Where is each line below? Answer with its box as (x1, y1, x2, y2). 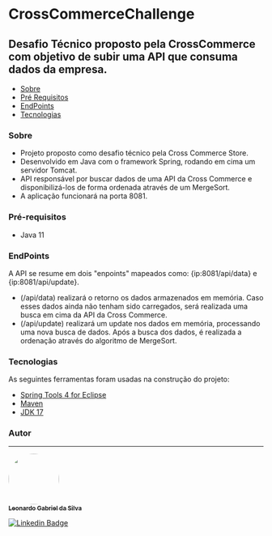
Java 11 (19, 230, 45, 240)
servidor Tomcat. (19, 165, 78, 175)
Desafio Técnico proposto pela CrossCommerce (8, 37, 257, 51)
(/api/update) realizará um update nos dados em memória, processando (19, 318, 261, 328)
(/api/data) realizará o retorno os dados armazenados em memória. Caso (19, 292, 264, 302)
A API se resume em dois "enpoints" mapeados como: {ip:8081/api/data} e (8, 268, 257, 278)
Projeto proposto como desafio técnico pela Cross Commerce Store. (19, 148, 249, 158)
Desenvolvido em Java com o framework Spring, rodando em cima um (19, 157, 256, 167)
